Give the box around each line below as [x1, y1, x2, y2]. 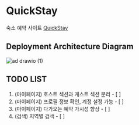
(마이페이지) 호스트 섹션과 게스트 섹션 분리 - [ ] [14, 90, 121, 97]
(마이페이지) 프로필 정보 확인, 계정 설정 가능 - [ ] [14, 98, 124, 105]
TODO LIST [6, 75, 47, 85]
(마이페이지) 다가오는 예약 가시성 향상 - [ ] [14, 105, 110, 112]
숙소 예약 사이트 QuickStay [6, 24, 68, 31]
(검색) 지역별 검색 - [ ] [14, 113, 65, 120]
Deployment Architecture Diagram [6, 42, 134, 52]
